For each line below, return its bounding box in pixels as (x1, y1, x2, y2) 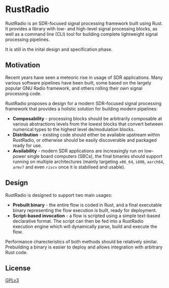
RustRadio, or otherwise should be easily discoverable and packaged (12, 137, 157, 143)
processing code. (5, 90, 42, 97)
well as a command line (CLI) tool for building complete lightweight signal (5, 31, 158, 37)
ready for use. (12, 142, 42, 148)
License (5, 264, 31, 272)
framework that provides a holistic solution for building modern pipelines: (5, 105, 158, 112)
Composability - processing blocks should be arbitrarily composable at (12, 115, 162, 121)
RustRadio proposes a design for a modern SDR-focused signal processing (5, 100, 162, 106)
